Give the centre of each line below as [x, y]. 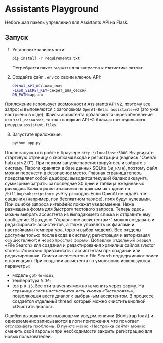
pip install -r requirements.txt [46, 58]
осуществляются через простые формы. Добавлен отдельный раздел [78, 240]
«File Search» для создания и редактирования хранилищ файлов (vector [80, 245]
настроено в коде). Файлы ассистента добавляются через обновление [79, 115]
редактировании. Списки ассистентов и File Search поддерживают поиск [82, 256]
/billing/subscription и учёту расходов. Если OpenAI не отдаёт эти [76, 194]
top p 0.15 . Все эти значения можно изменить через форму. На [78, 286]
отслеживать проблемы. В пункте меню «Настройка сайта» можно [75, 326]
